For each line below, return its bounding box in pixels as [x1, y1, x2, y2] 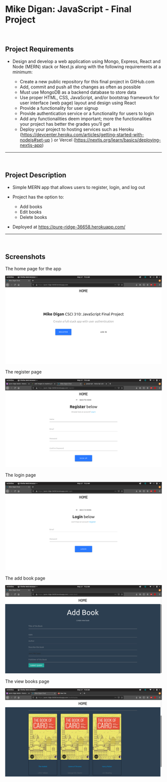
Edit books [19, 208, 42, 215]
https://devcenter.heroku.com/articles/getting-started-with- [21, 131, 144, 138]
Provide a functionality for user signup [19, 105, 98, 111]
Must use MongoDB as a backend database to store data [19, 89, 137, 95]
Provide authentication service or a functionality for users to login [19, 110, 154, 116]
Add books [19, 203, 42, 209]
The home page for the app [5, 266, 62, 272]
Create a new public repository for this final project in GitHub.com [19, 78, 155, 84]
